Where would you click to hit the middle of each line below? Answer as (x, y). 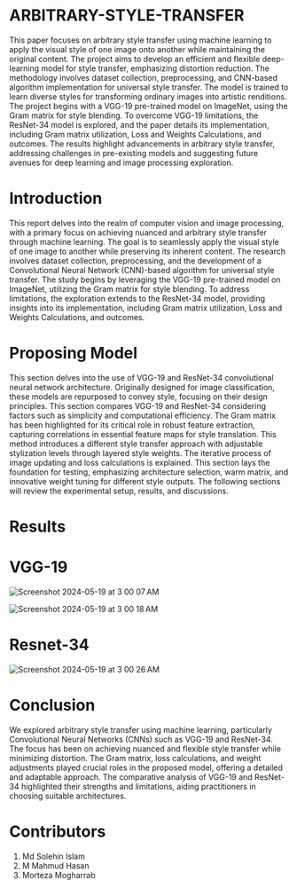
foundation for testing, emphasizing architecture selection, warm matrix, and (149, 472)
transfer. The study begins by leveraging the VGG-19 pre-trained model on (145, 279)
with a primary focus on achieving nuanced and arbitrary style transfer (138, 232)
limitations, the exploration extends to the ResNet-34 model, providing (137, 298)
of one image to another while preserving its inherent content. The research (148, 251)
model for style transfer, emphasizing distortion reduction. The (156, 68)
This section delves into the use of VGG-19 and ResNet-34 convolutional (141, 377)
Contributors (58, 831)
